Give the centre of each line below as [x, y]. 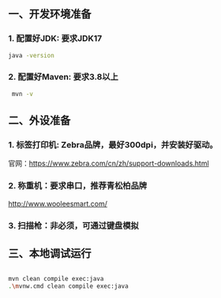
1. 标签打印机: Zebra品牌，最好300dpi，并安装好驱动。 [113, 145]
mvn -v [22, 94]
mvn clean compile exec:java [56, 279]
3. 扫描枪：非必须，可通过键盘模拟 [74, 225]
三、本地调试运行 [50, 253]
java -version [32, 55]
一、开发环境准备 [50, 14]
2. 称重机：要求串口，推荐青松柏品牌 [78, 186]
